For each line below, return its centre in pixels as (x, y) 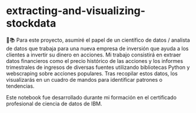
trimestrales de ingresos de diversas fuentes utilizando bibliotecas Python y (98, 67)
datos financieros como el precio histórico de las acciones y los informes (95, 61)
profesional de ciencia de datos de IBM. (54, 104)
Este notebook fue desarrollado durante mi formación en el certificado (91, 97)
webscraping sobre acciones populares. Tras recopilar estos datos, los (92, 73)
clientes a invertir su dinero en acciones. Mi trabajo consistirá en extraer (94, 55)
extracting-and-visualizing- (76, 11)
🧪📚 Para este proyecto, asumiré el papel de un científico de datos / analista (98, 40)
